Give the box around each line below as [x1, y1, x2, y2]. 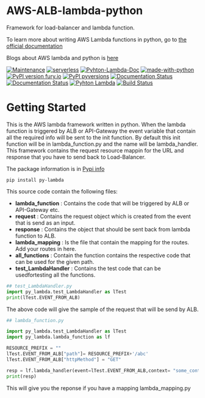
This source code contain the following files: [6, 187, 118, 195]
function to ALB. [15, 232, 56, 239]
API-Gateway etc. [15, 206, 60, 213]
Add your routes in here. [15, 245, 76, 252]
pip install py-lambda [6, 177, 64, 183]
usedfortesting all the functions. [15, 271, 96, 279]
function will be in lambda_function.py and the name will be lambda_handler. [6, 140, 198, 148]
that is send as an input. [15, 219, 76, 227]
